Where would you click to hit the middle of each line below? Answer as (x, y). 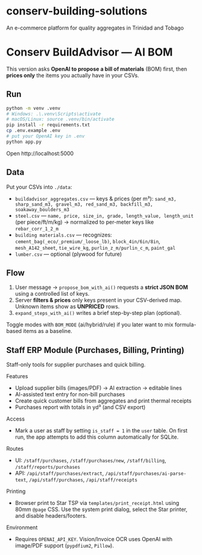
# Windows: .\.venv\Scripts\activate (54, 114)
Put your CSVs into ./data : (39, 187)
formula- (185, 325)
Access (16, 419)
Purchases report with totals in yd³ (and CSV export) (80, 407)
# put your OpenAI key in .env (46, 136)
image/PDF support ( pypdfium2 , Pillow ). (65, 546)
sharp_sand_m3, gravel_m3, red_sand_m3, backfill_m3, (84, 204)
